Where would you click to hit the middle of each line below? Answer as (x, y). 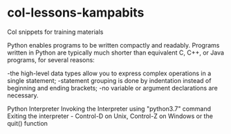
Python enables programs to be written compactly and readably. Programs (113, 45)
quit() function (28, 123)
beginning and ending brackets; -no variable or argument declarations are (112, 88)
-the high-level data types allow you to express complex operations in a (109, 73)
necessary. (23, 95)
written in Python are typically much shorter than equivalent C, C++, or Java (116, 52)
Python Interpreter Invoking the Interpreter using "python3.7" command (109, 108)
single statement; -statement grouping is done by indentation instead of (109, 80)
